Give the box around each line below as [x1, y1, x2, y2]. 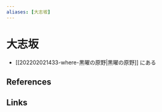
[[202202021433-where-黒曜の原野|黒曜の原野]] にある [15, 59, 156, 66]
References [6, 77, 52, 87]
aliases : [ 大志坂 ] [6, 9, 51, 15]
